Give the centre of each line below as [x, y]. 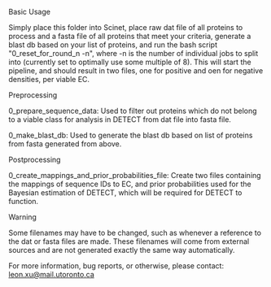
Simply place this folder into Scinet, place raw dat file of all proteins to [126, 27]
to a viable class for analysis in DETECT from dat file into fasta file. [120, 120]
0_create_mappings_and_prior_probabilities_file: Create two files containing [135, 175]
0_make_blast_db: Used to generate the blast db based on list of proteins [131, 135]
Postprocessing [35, 159]
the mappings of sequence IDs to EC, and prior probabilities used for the [130, 184]
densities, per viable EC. [49, 79]
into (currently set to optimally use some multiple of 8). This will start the [130, 62]
